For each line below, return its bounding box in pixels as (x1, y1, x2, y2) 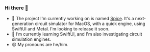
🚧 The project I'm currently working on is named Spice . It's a (11, 16, 134, 22)
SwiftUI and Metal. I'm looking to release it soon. (11, 26, 110, 32)
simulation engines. (11, 36, 51, 42)
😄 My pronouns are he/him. (11, 42, 69, 48)
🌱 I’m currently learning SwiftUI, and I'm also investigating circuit (11, 31, 143, 37)
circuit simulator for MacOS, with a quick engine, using (34, 21, 146, 26)
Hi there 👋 (4, 4, 29, 11)
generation (11, 21, 34, 26)
